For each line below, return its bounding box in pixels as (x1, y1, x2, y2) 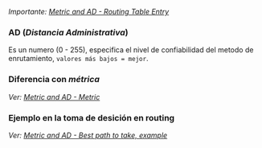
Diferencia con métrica (8, 74, 100, 85)
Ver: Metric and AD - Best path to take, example (8, 130, 168, 140)
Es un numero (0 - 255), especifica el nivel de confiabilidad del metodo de (8, 45, 254, 55)
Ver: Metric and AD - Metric (8, 92, 100, 101)
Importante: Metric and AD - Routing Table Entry (8, 7, 170, 16)
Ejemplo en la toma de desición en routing (8, 112, 175, 123)
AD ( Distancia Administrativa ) (8, 27, 129, 38)
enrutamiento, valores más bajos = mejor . (8, 54, 149, 64)
